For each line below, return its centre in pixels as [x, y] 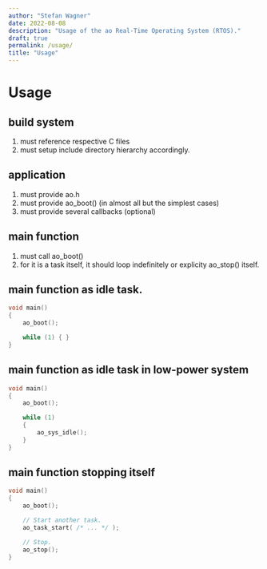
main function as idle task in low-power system [129, 370]
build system [41, 122]
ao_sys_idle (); [62, 433]
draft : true [28, 38]
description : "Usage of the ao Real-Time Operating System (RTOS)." [125, 30]
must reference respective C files [75, 141]
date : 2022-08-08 [37, 23]
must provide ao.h [50, 194]
